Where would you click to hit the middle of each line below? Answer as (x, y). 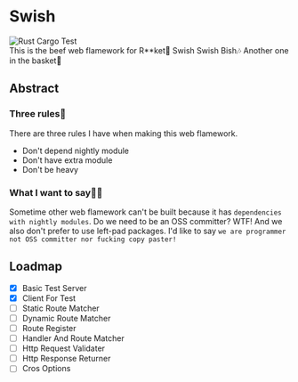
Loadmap (36, 267)
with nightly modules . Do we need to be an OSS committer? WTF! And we (146, 221)
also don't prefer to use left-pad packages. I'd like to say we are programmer (148, 231)
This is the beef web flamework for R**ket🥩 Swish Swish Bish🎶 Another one (149, 50)
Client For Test (49, 298)
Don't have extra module (67, 160)
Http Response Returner (66, 359)
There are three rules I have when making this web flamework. (124, 133)
